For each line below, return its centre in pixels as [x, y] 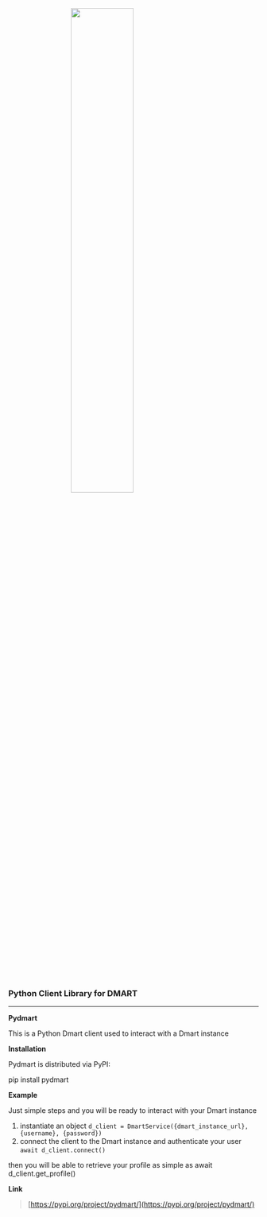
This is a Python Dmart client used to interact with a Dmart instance [118, 1033]
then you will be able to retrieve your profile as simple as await [110, 1165]
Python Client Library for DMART [73, 993]
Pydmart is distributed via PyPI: [60, 1064]
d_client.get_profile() [42, 1174]
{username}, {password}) [61, 1134]
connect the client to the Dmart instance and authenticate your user [131, 1141]
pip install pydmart [39, 1079]
